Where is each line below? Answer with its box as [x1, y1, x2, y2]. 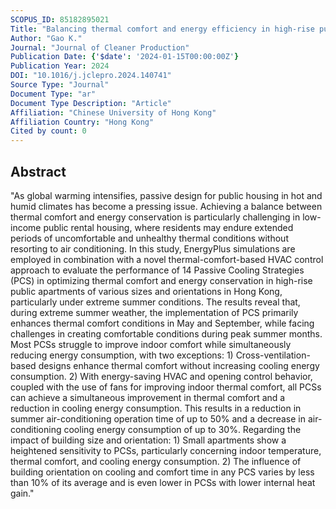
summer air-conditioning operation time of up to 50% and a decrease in [10, 412, 307, 425]
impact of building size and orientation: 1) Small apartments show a [10, 434, 287, 446]
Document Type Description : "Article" [10, 98, 172, 108]
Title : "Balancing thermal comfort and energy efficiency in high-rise [10, 24, 315, 34]
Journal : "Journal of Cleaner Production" [10, 42, 190, 53]
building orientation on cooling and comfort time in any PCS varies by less [10, 466, 315, 478]
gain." [10, 487, 35, 499]
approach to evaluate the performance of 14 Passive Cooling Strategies [10, 264, 305, 276]
